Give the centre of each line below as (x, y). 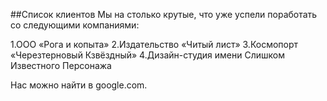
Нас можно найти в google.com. (79, 85)
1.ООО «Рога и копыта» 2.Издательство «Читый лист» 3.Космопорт (154, 44)
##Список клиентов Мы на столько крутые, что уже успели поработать (164, 14)
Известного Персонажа (61, 65)
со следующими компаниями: (75, 25)
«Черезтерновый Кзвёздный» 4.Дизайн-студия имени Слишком (147, 55)
